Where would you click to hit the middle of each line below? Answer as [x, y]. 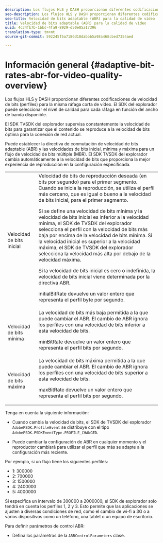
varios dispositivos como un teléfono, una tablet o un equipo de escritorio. [79, 516]
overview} [26, 86]
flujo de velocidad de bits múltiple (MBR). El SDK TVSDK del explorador [76, 154]
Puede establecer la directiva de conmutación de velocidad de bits [72, 143]
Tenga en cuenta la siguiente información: [47, 412]
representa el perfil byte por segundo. [82, 299]
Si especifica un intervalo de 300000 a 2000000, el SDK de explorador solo [81, 501]
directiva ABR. [55, 282]
